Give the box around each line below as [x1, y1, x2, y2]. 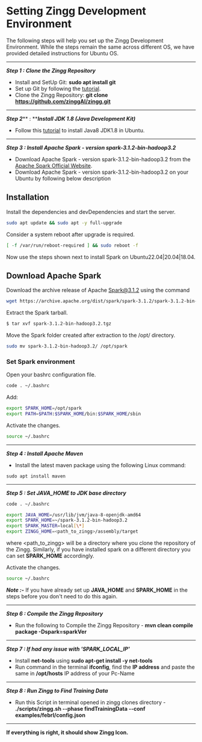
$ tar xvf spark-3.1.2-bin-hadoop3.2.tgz [6, 320, 112, 327]
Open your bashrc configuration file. [6, 371, 96, 378]
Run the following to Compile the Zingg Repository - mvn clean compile [14, 621, 194, 629]
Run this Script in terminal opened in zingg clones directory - [14, 699, 166, 706]
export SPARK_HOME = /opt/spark [6, 405, 82, 411]
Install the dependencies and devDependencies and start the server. [6, 208, 176, 215]
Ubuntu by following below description [14, 174, 111, 182]
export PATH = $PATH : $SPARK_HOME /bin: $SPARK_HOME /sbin [6, 411, 141, 417]
